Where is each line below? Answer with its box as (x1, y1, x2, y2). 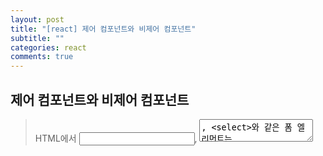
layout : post (10, 14, 65, 25)
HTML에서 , (34, 132, 198, 144)
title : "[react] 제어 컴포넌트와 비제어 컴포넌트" (10, 24, 197, 34)
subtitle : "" (10, 33, 65, 43)
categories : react (10, 42, 87, 53)
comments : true (10, 52, 74, 62)
